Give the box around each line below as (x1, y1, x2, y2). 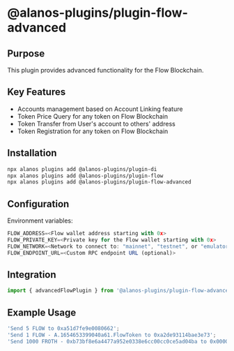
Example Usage (7, 306, 77, 318)
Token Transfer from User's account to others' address (17, 119, 175, 128)
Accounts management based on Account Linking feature (17, 105, 183, 113)
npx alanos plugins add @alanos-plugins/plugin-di (7, 165, 157, 172)
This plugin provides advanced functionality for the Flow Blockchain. (7, 66, 204, 74)
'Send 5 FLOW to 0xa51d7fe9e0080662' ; (7, 325, 120, 332)
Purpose (7, 47, 45, 59)
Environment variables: (7, 216, 73, 225)
